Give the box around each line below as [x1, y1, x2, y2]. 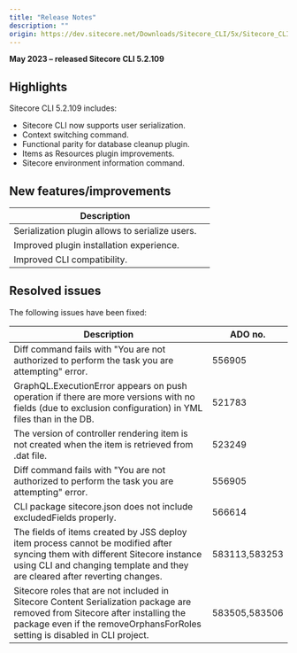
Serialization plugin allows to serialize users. [13, 225, 197, 237]
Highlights [9, 79, 68, 94]
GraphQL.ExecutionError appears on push [13, 379, 187, 392]
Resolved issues [9, 284, 102, 299]
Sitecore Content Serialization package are [13, 595, 192, 608]
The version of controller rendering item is [13, 427, 188, 439]
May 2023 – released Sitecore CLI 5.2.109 [9, 54, 165, 65]
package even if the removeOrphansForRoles [13, 618, 202, 630]
